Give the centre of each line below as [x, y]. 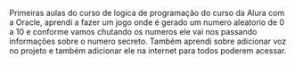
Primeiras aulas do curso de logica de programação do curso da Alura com [147, 13]
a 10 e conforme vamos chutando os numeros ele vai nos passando [133, 32]
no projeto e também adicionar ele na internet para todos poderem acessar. [148, 51]
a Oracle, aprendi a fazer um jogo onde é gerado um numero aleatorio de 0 [147, 22]
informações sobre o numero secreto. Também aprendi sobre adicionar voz [148, 41]
